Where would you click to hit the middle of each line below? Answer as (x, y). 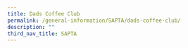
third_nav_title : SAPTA (42, 34)
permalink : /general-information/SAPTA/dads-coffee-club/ (94, 20)
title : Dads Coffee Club (44, 14)
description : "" (31, 27)
